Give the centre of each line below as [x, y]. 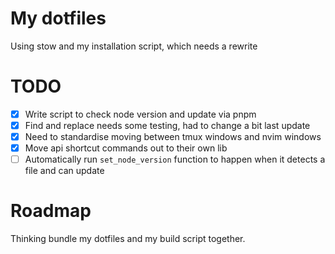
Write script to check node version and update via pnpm [140, 114]
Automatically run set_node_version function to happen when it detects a [175, 159]
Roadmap [51, 211]
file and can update [64, 171]
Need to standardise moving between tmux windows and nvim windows [173, 136]
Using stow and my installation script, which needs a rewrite [134, 46]
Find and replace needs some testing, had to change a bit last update [167, 125]
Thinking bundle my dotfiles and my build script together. [128, 239]
